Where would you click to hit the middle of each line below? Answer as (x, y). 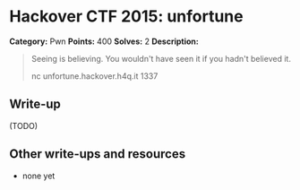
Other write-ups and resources (98, 154)
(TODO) (24, 125)
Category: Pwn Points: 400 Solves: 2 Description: (104, 41)
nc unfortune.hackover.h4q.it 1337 (94, 76)
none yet (39, 176)
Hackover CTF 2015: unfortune (126, 17)
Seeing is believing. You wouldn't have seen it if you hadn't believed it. (161, 58)
